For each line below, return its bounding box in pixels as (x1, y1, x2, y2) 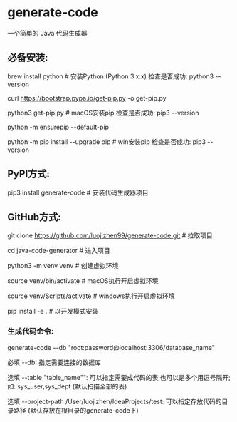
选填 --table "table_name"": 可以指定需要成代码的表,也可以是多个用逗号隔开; (7, 373, 231, 381)
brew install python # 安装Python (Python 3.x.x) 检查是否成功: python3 (7, 72, 214, 81)
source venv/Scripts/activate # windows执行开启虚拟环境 (7, 292, 175, 300)
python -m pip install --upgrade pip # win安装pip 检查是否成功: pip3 (7, 137, 206, 146)
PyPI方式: (7, 168, 50, 180)
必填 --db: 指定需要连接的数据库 (7, 358, 101, 366)
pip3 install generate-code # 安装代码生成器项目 (7, 188, 149, 197)
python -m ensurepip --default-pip (7, 123, 109, 131)
